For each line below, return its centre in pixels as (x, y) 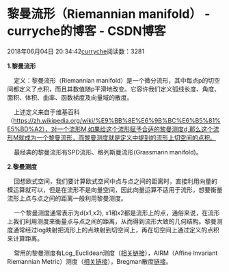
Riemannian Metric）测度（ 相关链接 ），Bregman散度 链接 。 (90, 261)
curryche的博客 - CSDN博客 (86, 31)
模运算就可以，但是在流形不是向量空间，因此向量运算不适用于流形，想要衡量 (115, 189)
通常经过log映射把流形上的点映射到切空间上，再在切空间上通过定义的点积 (116, 230)
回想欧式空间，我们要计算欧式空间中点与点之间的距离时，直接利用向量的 (115, 181)
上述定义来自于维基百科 (46, 112)
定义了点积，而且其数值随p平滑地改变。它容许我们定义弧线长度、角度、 (120, 89)
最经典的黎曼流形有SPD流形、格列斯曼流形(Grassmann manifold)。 (108, 152)
